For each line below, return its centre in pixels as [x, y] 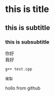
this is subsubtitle [27, 42]
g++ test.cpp [19, 69]
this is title [27, 9]
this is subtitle [28, 28]
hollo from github [23, 88]
